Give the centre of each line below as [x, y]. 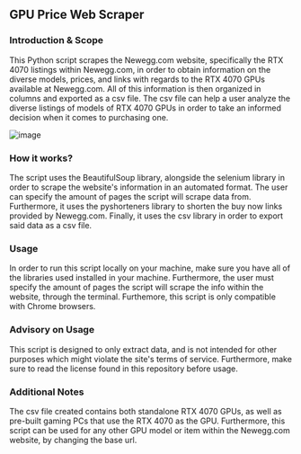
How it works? [41, 158]
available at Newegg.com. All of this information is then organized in [135, 88]
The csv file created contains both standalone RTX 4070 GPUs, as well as [146, 411]
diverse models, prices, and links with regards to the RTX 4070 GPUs [137, 79]
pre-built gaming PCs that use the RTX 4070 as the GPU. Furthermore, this [147, 421]
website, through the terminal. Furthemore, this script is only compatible [143, 297]
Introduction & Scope [56, 40]
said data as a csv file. [51, 225]
